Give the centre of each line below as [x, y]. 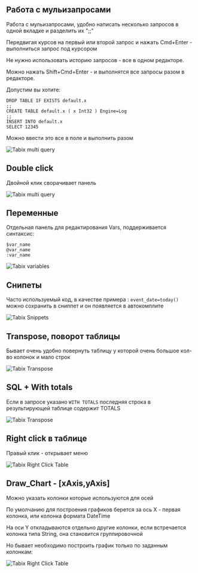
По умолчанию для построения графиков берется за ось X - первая [93, 509]
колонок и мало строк [42, 357]
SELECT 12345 [22, 127]
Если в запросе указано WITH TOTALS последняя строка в [79, 402]
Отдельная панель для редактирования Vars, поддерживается [86, 227]
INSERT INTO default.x [34, 121]
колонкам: [19, 551]
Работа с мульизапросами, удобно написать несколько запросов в [92, 24]
